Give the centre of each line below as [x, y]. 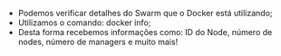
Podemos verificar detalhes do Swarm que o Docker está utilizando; [145, 13]
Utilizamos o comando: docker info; [84, 23]
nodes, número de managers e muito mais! [98, 42]
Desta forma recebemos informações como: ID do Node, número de [145, 32]
